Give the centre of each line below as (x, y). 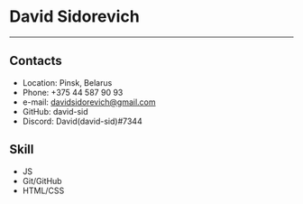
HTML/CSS (43, 190)
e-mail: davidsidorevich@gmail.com (89, 102)
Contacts (36, 61)
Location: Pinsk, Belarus (67, 82)
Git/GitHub (42, 181)
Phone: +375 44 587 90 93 (73, 92)
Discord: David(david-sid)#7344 (82, 121)
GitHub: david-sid (55, 111)
